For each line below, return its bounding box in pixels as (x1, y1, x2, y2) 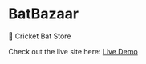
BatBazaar (8, 5, 79, 23)
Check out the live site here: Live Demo (8, 46, 138, 56)
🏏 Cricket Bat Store (8, 31, 71, 41)
